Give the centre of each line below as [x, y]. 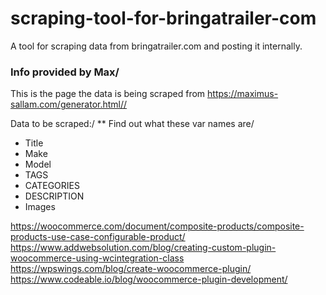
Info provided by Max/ [65, 72]
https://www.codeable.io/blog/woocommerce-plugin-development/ [149, 279]
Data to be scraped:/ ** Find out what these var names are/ [132, 124]
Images [40, 207]
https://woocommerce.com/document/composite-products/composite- [157, 226]
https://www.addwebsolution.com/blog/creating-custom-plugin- [143, 248]
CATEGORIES [52, 186]
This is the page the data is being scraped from [108, 94]
